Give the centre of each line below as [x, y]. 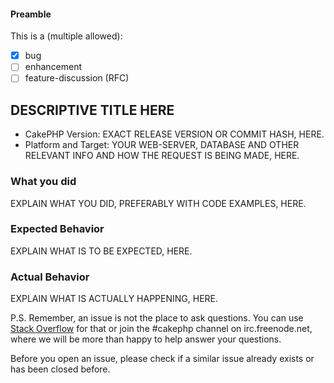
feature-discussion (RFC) [77, 78]
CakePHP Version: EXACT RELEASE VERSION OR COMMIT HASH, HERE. [174, 134]
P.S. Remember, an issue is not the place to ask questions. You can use [157, 318]
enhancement [53, 67]
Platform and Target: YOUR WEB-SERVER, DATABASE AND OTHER [162, 145]
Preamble [31, 14]
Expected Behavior [57, 229]
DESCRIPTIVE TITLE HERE [92, 110]
